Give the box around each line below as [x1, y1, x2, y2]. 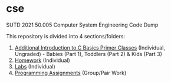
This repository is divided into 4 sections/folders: [6, 32, 126, 40]
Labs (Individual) [14, 63, 56, 70]
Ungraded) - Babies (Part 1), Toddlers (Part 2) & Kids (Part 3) [14, 50, 162, 57]
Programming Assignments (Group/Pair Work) [14, 69, 127, 76]
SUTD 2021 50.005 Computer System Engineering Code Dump [6, 21, 159, 28]
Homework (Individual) [14, 57, 71, 64]
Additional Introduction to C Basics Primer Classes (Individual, [14, 44, 165, 51]
